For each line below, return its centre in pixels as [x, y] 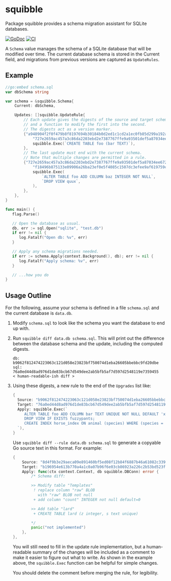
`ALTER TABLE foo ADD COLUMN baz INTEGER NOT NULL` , [99, 177]
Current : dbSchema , [35, 106]
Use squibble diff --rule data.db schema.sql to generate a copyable [87, 442]
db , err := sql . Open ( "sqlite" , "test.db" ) [58, 228]
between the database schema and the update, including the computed [88, 344]
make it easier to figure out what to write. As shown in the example [82, 558]
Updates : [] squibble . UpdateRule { [50, 115]
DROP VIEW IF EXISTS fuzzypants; [60, 419]
